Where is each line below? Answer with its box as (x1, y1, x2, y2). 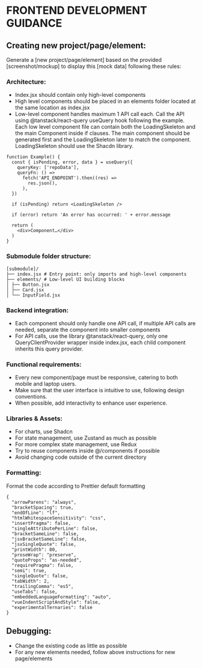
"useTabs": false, (11, 589, 58, 595)
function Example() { (6, 154, 61, 160)
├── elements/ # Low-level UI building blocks (6, 276, 125, 283)
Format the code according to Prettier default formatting (6, 482, 145, 489)
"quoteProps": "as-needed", (11, 557, 82, 563)
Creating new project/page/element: (6, 40, 146, 51)
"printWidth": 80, (11, 547, 58, 553)
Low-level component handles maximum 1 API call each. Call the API (14, 111, 185, 118)
